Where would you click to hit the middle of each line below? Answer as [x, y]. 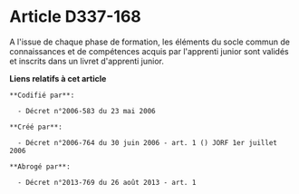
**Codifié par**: [42, 95]
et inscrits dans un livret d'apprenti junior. [87, 61]
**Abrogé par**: [40, 166]
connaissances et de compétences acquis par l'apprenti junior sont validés [149, 51]
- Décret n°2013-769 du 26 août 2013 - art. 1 [107, 182]
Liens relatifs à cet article [58, 78]
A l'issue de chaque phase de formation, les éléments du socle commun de [150, 42]
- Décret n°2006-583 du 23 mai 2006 [87, 111]
